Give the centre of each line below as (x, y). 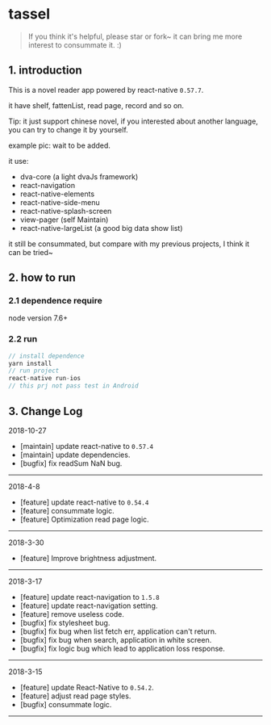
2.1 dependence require (55, 301)
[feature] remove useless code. (72, 614)
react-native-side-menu (60, 202)
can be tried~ (31, 252)
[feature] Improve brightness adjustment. (88, 558)
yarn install (30, 363)
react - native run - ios (45, 379)
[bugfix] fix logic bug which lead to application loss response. (123, 648)
